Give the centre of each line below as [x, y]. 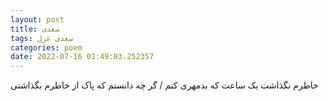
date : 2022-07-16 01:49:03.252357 [82, 57]
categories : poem [46, 47]
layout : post [37, 19]
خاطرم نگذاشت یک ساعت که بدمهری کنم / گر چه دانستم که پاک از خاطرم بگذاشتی [164, 85]
